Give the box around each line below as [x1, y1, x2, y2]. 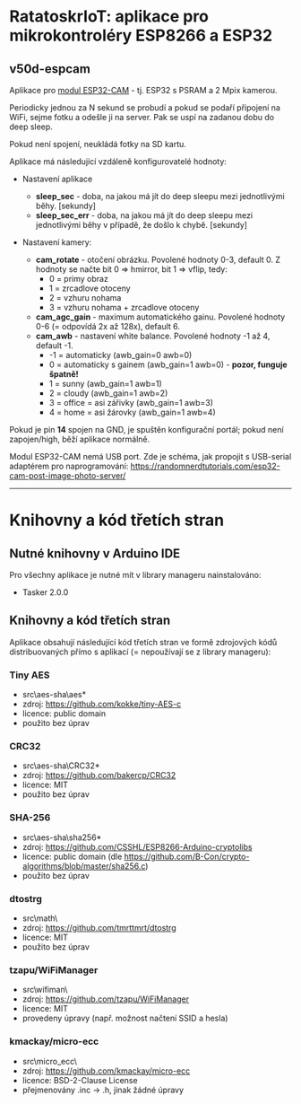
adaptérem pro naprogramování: [9, 460, 129, 471]
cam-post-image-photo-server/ [9, 470, 126, 481]
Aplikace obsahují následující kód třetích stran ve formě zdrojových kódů [9, 636, 278, 647]
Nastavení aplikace [21, 173, 93, 184]
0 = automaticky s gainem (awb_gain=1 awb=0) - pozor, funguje [48, 359, 288, 370]
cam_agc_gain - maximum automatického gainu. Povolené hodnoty [35, 311, 286, 322]
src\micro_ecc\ [21, 1056, 78, 1066]
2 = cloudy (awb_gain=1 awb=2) [48, 388, 168, 399]
